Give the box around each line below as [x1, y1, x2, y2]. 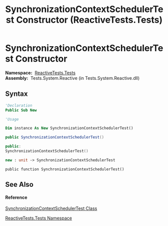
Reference [5, 194, 28, 200]
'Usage [5, 117, 19, 122]
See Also [5, 180, 34, 189]
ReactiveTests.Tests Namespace [5, 215, 72, 221]
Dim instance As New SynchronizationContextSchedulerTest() [5, 126, 134, 131]
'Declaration [5, 103, 33, 108]
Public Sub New [5, 107, 37, 112]
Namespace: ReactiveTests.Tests [5, 69, 76, 76]
